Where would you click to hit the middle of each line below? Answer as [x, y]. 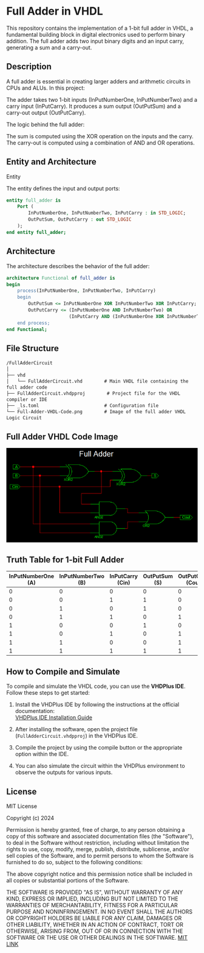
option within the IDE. [42, 754]
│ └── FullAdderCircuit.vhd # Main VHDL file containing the [97, 381]
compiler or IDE [27, 400]
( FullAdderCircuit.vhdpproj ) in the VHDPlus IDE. [76, 736]
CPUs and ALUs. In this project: [46, 88]
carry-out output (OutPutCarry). [46, 112]
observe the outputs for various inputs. [64, 773]
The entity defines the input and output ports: [63, 188]
